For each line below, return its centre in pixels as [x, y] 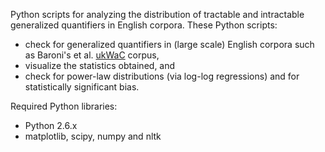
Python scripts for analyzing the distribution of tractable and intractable [157, 14]
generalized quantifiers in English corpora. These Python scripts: [144, 25]
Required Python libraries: [64, 106]
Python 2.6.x [51, 125]
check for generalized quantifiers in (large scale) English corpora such [169, 44]
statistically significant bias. [82, 87]
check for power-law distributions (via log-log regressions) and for [162, 76]
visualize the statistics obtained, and [100, 65]
